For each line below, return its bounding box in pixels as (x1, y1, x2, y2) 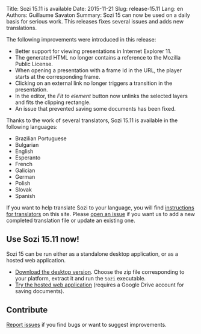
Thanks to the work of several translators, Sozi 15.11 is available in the (6, 117, 178, 124)
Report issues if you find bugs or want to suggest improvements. (6, 321, 167, 328)
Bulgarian (14, 141, 39, 148)
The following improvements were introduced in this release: (6, 36, 156, 43)
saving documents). (14, 287, 64, 294)
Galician (14, 167, 36, 174)
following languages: (6, 123, 58, 130)
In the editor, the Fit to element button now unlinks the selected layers (14, 93, 188, 99)
